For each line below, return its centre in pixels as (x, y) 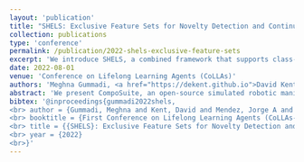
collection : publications (58, 34)
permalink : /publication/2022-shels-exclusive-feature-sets (125, 51)
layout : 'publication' (52, 18)
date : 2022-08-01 (42, 68)
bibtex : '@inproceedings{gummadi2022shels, (93, 101)
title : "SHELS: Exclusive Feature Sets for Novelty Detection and (137, 26)
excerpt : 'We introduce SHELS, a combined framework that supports (139, 59)
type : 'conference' (46, 43)
